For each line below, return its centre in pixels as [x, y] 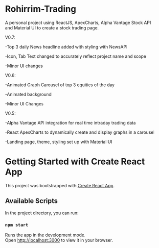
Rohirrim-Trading [41, 9]
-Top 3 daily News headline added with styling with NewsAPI [66, 47]
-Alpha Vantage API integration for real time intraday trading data [70, 123]
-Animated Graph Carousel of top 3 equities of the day [60, 85]
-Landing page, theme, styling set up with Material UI [59, 142]
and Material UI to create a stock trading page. [52, 27]
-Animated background [28, 94]
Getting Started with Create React [75, 161]
